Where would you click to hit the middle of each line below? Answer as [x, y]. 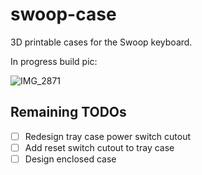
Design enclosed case [70, 159]
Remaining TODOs [68, 112]
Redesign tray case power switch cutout [108, 136]
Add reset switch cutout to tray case [99, 147]
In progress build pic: [54, 61]
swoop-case [63, 14]
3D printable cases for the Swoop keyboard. [101, 42]
